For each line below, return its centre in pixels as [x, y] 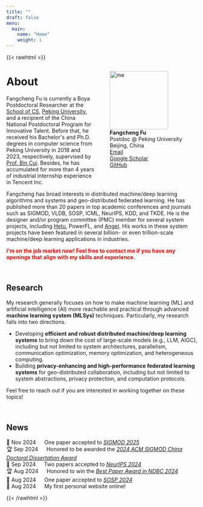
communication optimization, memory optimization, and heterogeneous [104, 353]
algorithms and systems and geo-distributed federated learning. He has [96, 200]
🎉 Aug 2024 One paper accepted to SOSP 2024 [69, 480]
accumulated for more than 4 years [50, 169]
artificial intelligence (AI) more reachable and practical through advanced [98, 309]
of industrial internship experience [49, 176]
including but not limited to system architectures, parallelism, [91, 346]
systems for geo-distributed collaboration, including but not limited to [102, 372]
